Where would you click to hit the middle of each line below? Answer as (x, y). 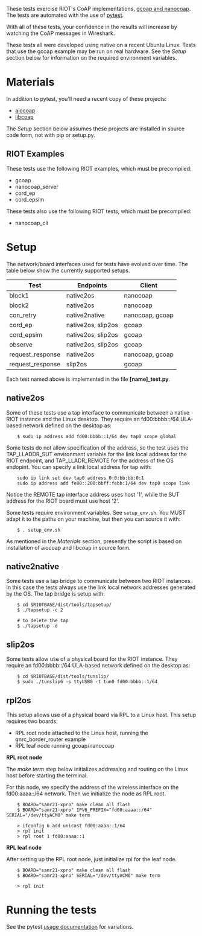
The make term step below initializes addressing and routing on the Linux (97, 769)
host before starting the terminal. (47, 775)
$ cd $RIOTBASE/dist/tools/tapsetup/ (65, 605)
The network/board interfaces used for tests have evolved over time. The (97, 264)
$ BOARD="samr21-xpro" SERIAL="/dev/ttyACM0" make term (89, 875)
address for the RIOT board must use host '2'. (63, 501)
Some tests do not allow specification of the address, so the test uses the (97, 447)
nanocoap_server (37, 186)
